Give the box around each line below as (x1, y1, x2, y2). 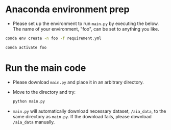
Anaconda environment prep (5, 4, 130, 15)
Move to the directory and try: (12, 89, 76, 95)
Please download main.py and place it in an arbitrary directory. (12, 79, 144, 85)
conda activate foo (5, 45, 47, 50)
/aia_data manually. (12, 119, 55, 125)
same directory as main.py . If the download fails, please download (12, 113, 152, 119)
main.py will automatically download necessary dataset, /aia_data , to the (12, 108, 166, 114)
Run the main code (5, 62, 86, 73)
